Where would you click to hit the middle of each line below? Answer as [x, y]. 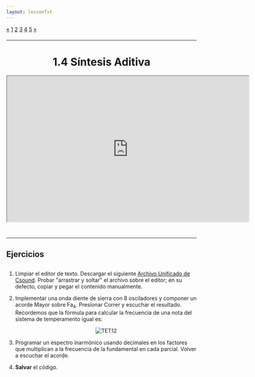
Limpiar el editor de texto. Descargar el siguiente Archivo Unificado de [102, 273]
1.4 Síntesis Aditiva [102, 62]
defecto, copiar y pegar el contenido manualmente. [79, 286]
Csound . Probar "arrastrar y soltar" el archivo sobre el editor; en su [98, 280]
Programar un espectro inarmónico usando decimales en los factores [101, 342]
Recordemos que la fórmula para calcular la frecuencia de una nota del [103, 312]
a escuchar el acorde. [42, 355]
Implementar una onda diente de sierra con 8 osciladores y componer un [106, 298]
